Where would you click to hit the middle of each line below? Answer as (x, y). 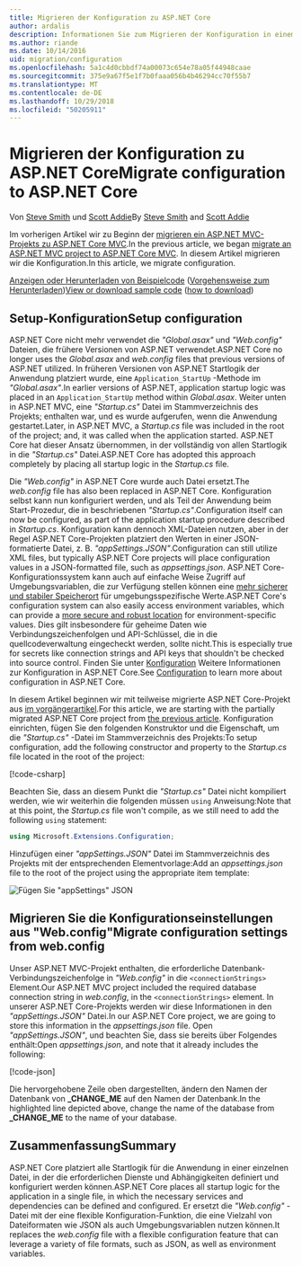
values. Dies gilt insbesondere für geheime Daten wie (108, 624)
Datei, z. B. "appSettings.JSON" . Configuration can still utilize (165, 548)
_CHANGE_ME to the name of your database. (93, 1117)
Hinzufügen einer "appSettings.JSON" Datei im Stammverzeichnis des (140, 854)
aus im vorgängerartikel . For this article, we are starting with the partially (142, 709)
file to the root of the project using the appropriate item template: (129, 872)
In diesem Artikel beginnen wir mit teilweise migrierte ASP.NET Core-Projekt (150, 699)
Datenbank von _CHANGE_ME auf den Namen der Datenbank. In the (135, 1098)
